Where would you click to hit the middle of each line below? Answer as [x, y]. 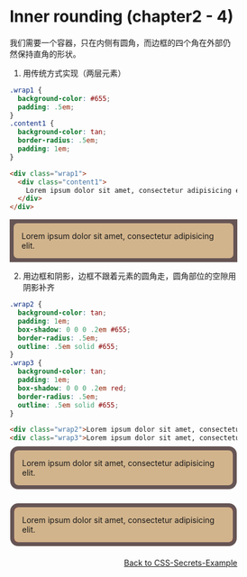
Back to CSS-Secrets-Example [181, 563]
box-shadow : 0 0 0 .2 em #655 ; [74, 330]
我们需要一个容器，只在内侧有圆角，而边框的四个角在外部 [116, 42]
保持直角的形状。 [49, 54]
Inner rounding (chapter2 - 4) [121, 17]
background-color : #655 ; [64, 98]
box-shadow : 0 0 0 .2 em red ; [72, 388]
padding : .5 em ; [46, 107]
